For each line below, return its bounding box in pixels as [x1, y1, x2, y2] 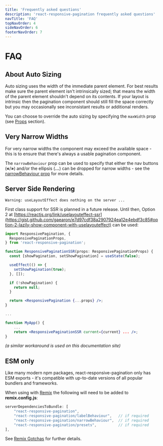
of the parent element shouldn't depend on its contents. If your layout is [5, 94, 149, 99]
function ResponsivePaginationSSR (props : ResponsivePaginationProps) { [5, 249, 153, 254]
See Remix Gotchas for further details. [5, 436, 82, 442]
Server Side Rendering [5, 185, 75, 193]
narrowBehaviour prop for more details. [5, 170, 84, 176]
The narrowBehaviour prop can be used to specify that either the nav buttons [5, 160, 159, 166]
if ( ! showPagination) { [9, 280, 57, 285]
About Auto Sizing [5, 70, 62, 79]
